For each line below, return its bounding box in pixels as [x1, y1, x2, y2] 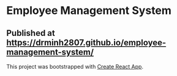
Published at [6, 28, 55, 38]
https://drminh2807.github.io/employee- [6, 37, 167, 47]
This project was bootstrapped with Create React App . [6, 63, 144, 70]
